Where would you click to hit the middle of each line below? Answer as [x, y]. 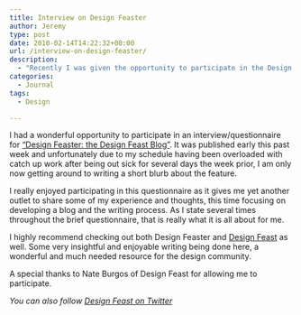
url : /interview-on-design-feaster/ [78, 51]
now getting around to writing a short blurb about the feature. [123, 173]
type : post [30, 34]
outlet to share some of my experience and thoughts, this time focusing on [148, 200]
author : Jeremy [38, 26]
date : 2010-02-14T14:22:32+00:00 [72, 43]
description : [34, 60]
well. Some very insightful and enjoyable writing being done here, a [134, 247]
